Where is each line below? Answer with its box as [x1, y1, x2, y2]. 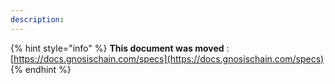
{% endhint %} [10, 63, 72, 75]
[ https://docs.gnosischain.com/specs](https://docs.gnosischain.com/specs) [10, 52, 325, 65]
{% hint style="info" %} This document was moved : [10, 42, 230, 54]
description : [10, 14, 65, 25]
